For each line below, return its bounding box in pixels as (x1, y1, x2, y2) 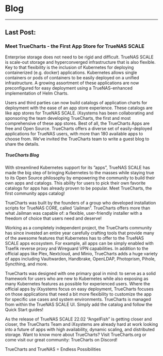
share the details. (5, 141, 40, 147)
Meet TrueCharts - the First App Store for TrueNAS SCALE (5, 43, 145, 50)
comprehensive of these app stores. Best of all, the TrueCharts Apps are (5, 120, 150, 126)
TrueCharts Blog (5, 152, 39, 158)
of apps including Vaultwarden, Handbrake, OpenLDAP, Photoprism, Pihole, (5, 256, 156, 262)
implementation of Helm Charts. (5, 90, 69, 96)
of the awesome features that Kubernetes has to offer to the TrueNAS (5, 235, 144, 241)
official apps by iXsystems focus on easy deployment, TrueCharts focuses (5, 286, 154, 292)
